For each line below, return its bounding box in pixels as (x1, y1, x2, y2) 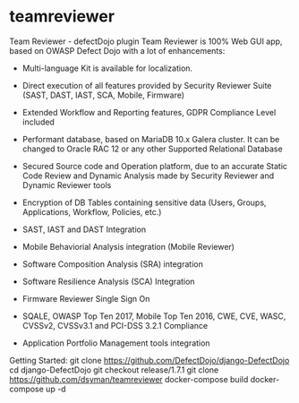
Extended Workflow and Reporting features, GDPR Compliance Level (21, 107, 277, 117)
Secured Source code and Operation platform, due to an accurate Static (21, 160, 288, 171)
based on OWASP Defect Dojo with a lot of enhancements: (9, 45, 226, 56)
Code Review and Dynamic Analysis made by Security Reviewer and (21, 170, 275, 181)
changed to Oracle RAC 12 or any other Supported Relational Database (21, 143, 284, 154)
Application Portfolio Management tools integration (21, 338, 210, 348)
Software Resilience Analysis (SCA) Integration (21, 276, 195, 287)
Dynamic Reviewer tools (21, 179, 112, 190)
